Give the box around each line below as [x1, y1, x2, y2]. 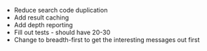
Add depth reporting [13, 21, 74, 29]
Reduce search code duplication [13, 6, 108, 14]
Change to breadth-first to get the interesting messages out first [13, 36, 200, 44]
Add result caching [13, 13, 69, 22]
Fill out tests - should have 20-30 [13, 28, 111, 36]
